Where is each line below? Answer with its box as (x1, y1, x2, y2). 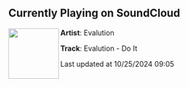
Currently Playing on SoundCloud (8, 6, 181, 20)
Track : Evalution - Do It (60, 43, 138, 53)
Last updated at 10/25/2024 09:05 (60, 59, 175, 68)
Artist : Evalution (60, 27, 115, 37)
